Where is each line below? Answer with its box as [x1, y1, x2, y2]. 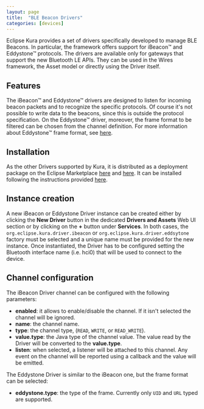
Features [6, 80, 41, 91]
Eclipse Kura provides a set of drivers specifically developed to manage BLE [6, 37, 197, 44]
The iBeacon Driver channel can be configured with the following [6, 289, 169, 296]
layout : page [6, 9, 40, 15]
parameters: [6, 295, 37, 302]
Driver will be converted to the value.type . [15, 340, 122, 347]
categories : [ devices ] [6, 20, 64, 26]
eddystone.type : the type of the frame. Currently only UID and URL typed [15, 389, 198, 396]
